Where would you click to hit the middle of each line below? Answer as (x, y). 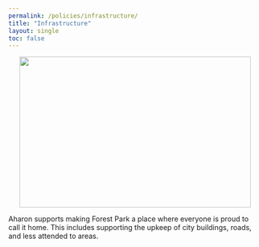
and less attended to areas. (53, 236)
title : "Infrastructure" (50, 23)
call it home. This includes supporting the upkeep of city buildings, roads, (130, 228)
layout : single (34, 31)
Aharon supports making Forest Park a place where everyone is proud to (129, 219)
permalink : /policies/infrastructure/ (73, 16)
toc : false (27, 38)
